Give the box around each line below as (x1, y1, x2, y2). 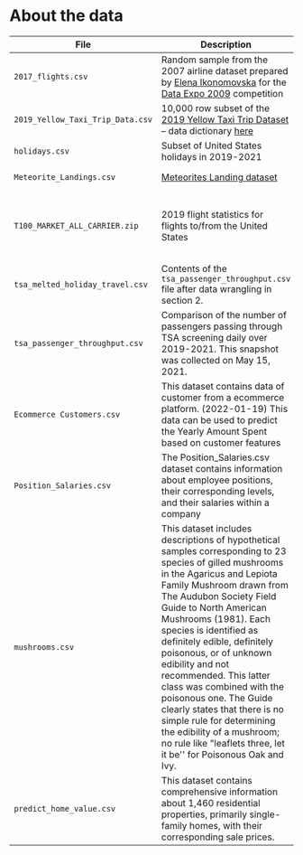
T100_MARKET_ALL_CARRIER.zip (14, 221, 139, 230)
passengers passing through (161, 320, 283, 333)
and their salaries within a (161, 496, 270, 509)
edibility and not (161, 657, 230, 670)
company (161, 507, 201, 520)
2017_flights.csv (14, 71, 88, 81)
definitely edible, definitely (161, 634, 273, 647)
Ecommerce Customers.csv (14, 409, 121, 419)
